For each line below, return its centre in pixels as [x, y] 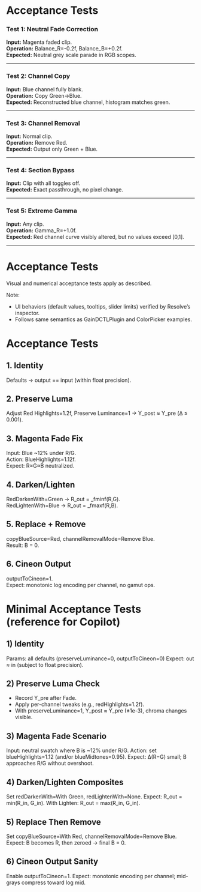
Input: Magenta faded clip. [39, 42]
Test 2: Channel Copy [38, 76]
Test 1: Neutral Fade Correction [52, 29]
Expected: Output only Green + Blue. [52, 149]
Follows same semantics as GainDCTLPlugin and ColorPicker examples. [103, 319]
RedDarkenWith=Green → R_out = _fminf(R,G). [63, 499]
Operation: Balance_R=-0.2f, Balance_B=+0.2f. [64, 49]
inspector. [27, 313]
